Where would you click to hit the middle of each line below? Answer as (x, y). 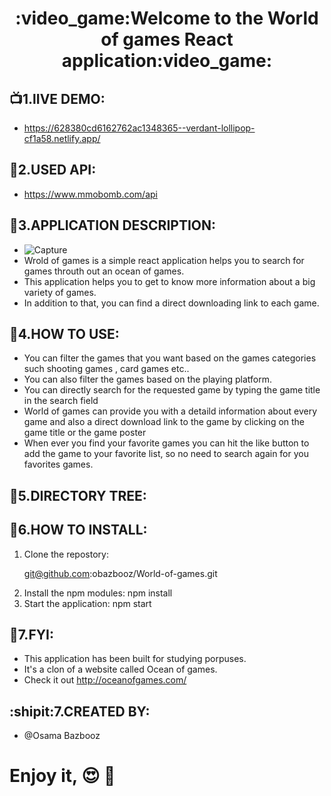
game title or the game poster (85, 433)
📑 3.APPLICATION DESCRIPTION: (113, 225)
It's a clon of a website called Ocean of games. (120, 669)
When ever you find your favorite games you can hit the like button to (166, 443)
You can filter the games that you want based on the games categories (170, 358)
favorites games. (58, 464)
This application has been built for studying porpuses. (135, 659)
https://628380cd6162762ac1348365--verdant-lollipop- (139, 128)
